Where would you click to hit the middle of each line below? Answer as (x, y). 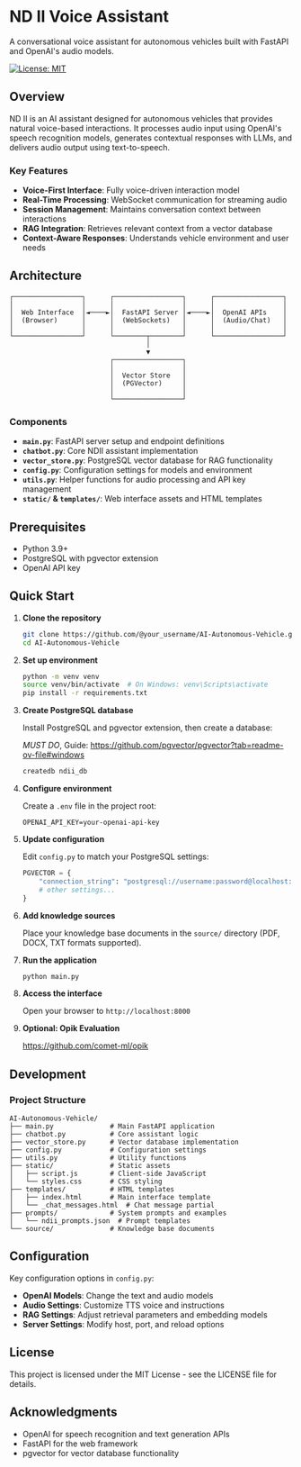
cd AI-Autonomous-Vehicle (71, 643)
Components (38, 421)
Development (48, 1074)
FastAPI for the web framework (80, 1444)
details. (23, 1383)
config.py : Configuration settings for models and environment (137, 470)
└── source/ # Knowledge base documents (112, 1229)
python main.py (51, 976)
